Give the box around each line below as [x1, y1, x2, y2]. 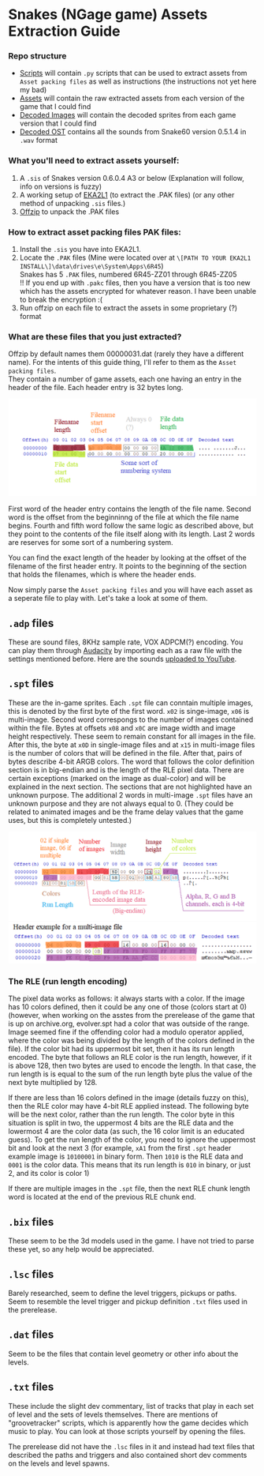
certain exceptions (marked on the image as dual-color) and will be [8, 773, 226, 783]
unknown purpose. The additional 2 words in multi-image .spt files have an [8, 790, 253, 799]
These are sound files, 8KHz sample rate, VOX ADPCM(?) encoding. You [8, 637, 244, 647]
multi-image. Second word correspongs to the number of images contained [8, 715, 254, 724]
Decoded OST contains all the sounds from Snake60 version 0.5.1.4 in [19, 127, 247, 137]
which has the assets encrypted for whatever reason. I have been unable [19, 287, 257, 296]
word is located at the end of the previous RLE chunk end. [8, 1192, 197, 1202]
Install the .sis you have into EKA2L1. [19, 245, 142, 254]
